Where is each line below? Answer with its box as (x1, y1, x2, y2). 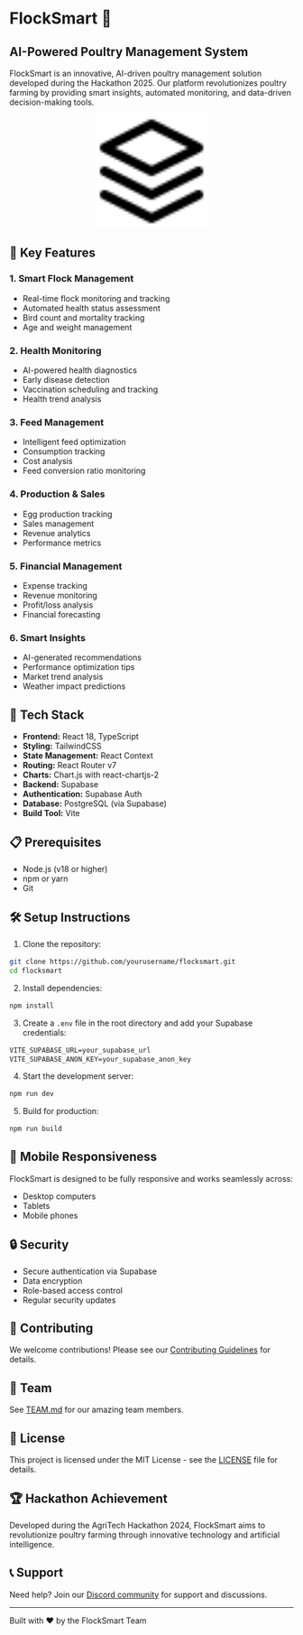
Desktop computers (22, 1191, 96, 1202)
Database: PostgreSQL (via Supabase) (22, 798, 167, 809)
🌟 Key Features (9, 246, 96, 261)
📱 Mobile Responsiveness (9, 1149, 158, 1165)
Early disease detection (22, 374, 110, 385)
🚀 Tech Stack (9, 707, 85, 722)
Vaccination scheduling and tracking (22, 384, 159, 395)
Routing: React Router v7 (22, 759, 117, 770)
